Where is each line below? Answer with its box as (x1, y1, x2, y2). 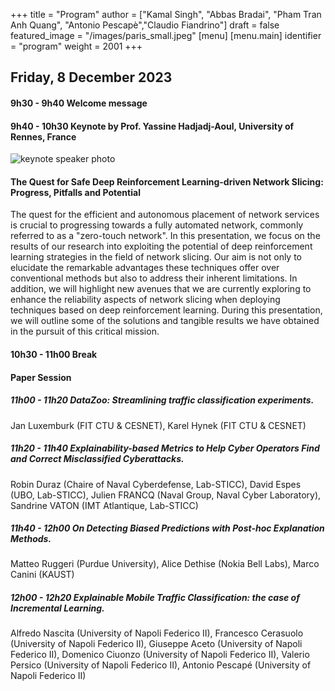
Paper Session (10, 371, 72, 383)
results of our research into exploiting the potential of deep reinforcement (10, 240, 313, 253)
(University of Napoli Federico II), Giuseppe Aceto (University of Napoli (10, 638, 303, 650)
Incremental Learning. (10, 602, 105, 614)
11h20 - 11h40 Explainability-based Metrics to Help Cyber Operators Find (10, 442, 320, 454)
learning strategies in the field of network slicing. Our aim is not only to (10, 251, 303, 263)
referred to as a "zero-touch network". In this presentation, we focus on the (10, 230, 321, 242)
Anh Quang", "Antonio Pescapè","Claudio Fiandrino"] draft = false (10, 19, 280, 31)
